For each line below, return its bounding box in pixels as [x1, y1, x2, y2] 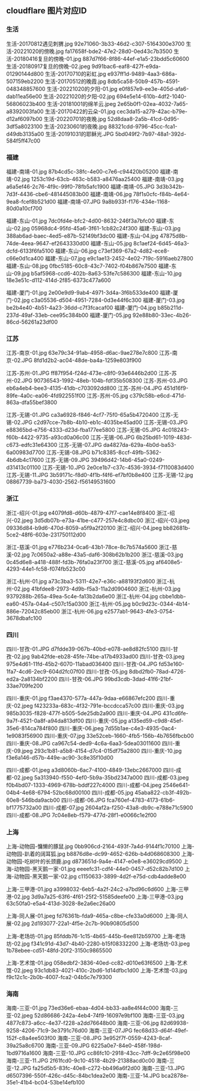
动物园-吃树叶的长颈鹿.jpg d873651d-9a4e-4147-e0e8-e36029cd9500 [6, 858, 182, 865]
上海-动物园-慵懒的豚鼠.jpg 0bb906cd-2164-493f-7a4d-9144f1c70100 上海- [6, 843, 195, 850]
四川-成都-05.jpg [91, 788, 134, 796]
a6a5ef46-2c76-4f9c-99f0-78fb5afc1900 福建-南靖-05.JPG [6, 183, 155, 190]
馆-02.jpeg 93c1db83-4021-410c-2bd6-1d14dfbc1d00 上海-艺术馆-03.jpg [6, 967, 187, 974]
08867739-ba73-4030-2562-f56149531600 [6, 478, 116, 485]
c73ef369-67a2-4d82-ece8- [98, 247, 170, 254]
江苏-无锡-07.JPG [58, 441, 102, 449]
